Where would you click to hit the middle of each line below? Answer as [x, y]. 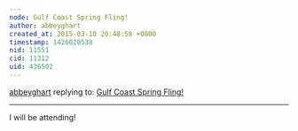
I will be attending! [43, 117]
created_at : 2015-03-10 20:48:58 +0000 [83, 34]
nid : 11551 [29, 50]
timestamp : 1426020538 [51, 42]
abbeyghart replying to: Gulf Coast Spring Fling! [97, 92]
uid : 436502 [31, 67]
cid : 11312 [29, 58]
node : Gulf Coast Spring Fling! [69, 17]
